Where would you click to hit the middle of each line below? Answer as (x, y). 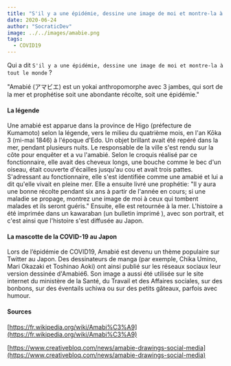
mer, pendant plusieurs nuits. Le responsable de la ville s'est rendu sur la (110, 148)
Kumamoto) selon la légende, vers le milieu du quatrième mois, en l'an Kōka (114, 133)
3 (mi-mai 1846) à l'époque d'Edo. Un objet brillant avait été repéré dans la (113, 140)
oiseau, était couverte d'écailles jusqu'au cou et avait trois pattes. (100, 170)
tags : (15, 39)
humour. (19, 296)
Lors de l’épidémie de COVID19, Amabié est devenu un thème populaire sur (113, 252)
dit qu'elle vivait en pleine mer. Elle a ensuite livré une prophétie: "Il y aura (112, 184)
